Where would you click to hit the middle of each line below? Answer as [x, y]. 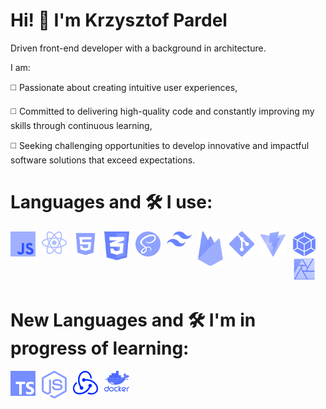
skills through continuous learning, [81, 125]
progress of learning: [100, 348]
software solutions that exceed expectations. [103, 160]
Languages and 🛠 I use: [111, 202]
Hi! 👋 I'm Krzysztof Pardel [119, 20]
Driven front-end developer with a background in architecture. [138, 48]
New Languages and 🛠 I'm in [133, 320]
